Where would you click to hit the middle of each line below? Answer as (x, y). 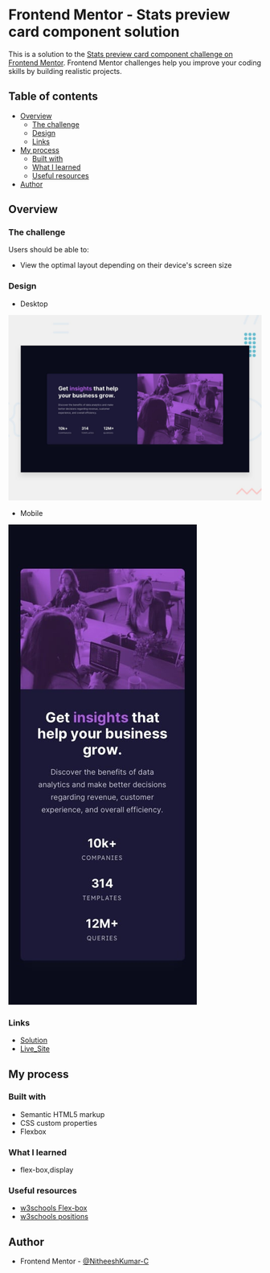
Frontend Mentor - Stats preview (119, 15)
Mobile (31, 513)
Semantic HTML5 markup (62, 1114)
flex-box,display (47, 1170)
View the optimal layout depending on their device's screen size (126, 265)
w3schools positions (54, 1217)
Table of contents (53, 97)
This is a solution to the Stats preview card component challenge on (121, 54)
